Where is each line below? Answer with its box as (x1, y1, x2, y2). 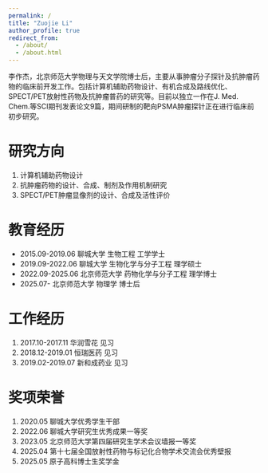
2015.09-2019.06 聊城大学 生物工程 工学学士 (19, 249, 166, 258)
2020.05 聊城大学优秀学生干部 (19, 416, 120, 426)
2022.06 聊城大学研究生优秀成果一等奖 (19, 426, 148, 436)
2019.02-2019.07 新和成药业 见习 (19, 357, 128, 367)
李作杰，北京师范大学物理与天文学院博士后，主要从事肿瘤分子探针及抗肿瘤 (8, 72, 253, 81)
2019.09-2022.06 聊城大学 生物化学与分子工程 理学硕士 (19, 258, 202, 268)
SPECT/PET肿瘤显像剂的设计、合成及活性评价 (19, 190, 171, 199)
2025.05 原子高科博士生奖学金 (19, 456, 120, 466)
